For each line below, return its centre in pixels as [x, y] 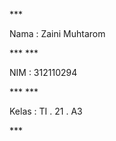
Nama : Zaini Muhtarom [57, 33]
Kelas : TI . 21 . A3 [46, 111]
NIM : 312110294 [43, 72]
